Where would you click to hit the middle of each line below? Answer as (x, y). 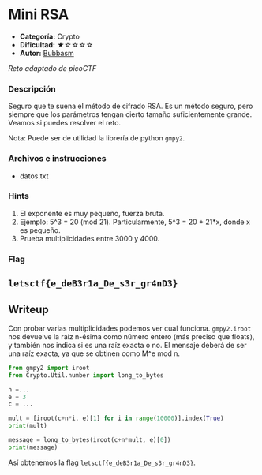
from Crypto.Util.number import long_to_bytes (86, 375)
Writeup (28, 309)
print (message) (33, 447)
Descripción (32, 88)
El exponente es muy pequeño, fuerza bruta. (92, 213)
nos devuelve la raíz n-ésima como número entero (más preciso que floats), (131, 336)
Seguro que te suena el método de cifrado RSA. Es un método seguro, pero (131, 106)
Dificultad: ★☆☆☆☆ (56, 44)
